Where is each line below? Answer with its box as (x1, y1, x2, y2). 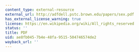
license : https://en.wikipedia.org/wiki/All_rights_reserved (5, 21, 135, 26)
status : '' (5, 26, 28, 31)
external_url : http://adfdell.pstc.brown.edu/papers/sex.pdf (5, 12, 135, 17)
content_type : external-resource (5, 7, 74, 12)
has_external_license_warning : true (5, 16, 81, 21)
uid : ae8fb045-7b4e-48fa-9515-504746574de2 (5, 35, 97, 40)
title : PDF (5, 30, 28, 35)
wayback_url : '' (5, 40, 39, 45)
